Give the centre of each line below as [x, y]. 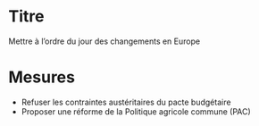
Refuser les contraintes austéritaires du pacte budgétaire [126, 102]
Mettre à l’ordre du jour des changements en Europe [104, 41]
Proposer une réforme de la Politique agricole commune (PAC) [136, 111]
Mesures [42, 77]
